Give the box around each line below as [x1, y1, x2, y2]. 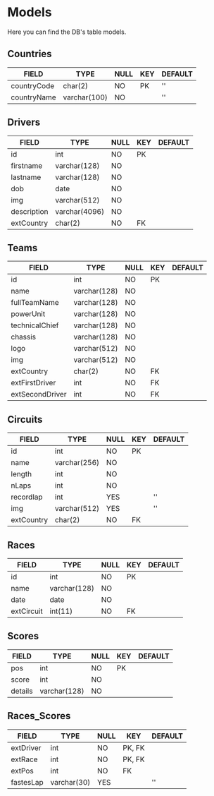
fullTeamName [11, 298, 60, 308]
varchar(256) [54, 458, 100, 468]
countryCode [11, 80, 55, 90]
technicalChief [11, 320, 59, 330]
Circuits [7, 414, 43, 426]
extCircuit [11, 606, 44, 616]
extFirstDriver [11, 378, 56, 388]
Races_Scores [7, 710, 71, 722]
